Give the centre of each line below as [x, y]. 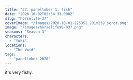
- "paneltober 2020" [30, 59]
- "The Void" [22, 50]
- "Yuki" [18, 41]
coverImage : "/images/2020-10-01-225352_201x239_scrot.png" [67, 23]
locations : [16, 45]
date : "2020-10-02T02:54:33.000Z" [40, 14]
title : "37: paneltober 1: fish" [39, 9]
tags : [10, 54]
